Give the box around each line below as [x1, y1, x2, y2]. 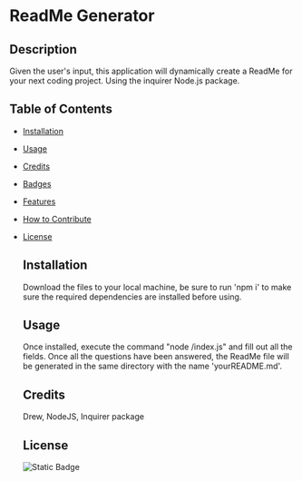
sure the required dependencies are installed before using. [22, 291, 242, 302]
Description [9, 42, 77, 57]
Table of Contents [9, 102, 113, 117]
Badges [22, 178, 52, 189]
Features [22, 196, 56, 207]
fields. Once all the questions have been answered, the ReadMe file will [22, 351, 290, 362]
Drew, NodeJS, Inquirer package [22, 411, 145, 422]
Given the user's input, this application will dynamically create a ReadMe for [9, 65, 293, 76]
